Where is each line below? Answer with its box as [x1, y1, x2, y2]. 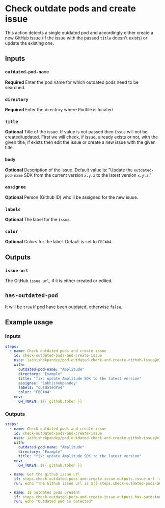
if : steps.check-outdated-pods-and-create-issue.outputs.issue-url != [14, 476, 162, 481]
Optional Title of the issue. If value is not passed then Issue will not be [5, 129, 148, 135]
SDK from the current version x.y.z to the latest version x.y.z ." [24, 172, 152, 178]
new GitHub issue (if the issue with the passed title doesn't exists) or [5, 35, 148, 41]
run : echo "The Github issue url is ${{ [14, 481, 98, 486]
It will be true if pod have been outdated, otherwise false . [5, 304, 123, 310]
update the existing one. [5, 40, 54, 46]
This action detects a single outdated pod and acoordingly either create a [5, 30, 154, 35]
